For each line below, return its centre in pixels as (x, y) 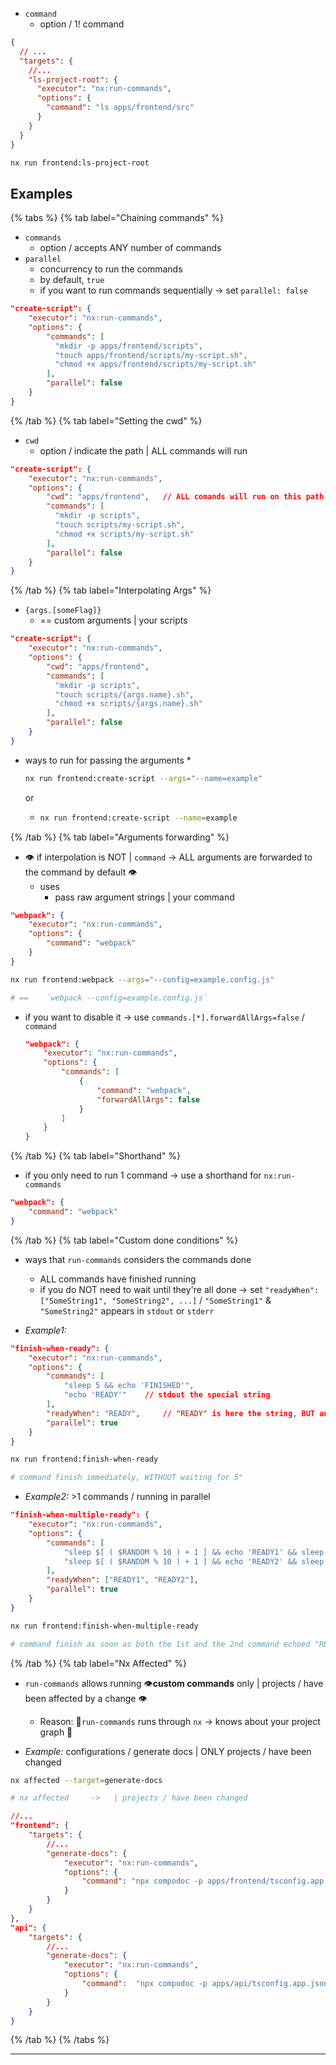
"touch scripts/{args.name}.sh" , (124, 694)
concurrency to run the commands (111, 269)
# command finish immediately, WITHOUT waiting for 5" (127, 1478)
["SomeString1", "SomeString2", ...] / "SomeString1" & (155, 1300)
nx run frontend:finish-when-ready (84, 1459)
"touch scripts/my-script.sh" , (120, 525)
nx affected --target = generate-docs (86, 1780)
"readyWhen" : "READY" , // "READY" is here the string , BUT (181, 1413)
